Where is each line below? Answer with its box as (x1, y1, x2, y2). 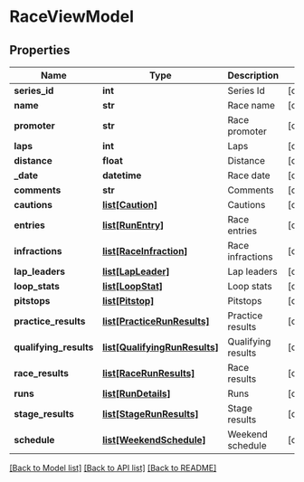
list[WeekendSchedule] (102, 434, 206, 446)
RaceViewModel (9, 6, 134, 27)
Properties (9, 43, 71, 58)
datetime (102, 169, 142, 182)
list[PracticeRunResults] (102, 315, 210, 327)
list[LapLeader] (102, 265, 170, 278)
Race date (227, 169, 271, 182)
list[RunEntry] (102, 219, 165, 232)
